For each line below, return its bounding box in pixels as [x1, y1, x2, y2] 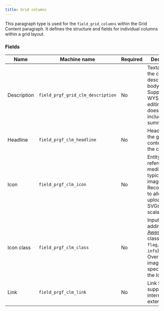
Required [121, 56, 143, 63]
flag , [147, 241, 159, 248]
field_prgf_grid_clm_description [39, 92, 117, 98]
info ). [147, 247, 161, 254]
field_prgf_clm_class [39, 244, 89, 250]
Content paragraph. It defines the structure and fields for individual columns [5, 25, 158, 32]
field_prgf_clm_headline [39, 137, 97, 143]
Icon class [7, 244, 31, 251]
